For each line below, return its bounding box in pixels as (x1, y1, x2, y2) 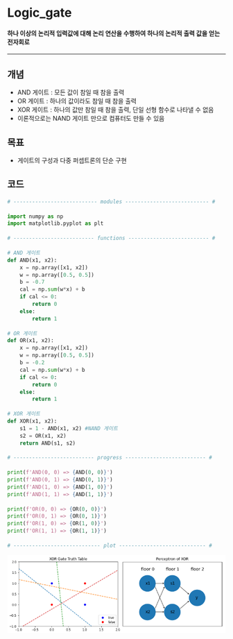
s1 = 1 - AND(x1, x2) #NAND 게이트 (19, 425, 118, 432)
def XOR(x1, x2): (7, 418, 58, 425)
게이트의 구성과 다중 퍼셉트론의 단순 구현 (17, 156, 127, 164)
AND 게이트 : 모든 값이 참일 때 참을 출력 (17, 88, 125, 96)
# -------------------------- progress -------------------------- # (7, 454, 213, 461)
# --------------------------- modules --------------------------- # (7, 198, 216, 205)
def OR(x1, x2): (7, 337, 54, 344)
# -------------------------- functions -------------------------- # (7, 235, 216, 242)
